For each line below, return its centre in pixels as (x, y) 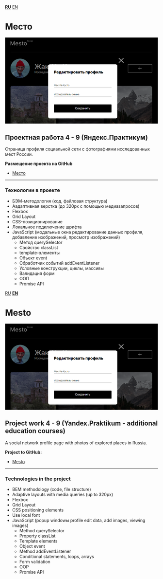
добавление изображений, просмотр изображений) (66, 237)
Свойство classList (39, 247)
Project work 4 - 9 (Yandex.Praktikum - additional (81, 424)
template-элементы (39, 253)
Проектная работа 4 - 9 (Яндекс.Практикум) (76, 137)
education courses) (35, 431)
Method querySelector (42, 531)
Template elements (38, 541)
